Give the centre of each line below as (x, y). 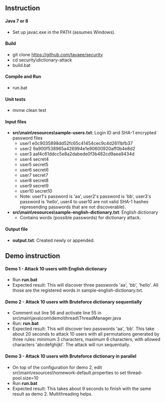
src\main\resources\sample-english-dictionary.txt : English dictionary (85, 212)
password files (27, 138)
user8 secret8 (34, 181)
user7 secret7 (34, 175)
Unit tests (15, 99)
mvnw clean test (29, 110)
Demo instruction (33, 256)
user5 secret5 (34, 165)
